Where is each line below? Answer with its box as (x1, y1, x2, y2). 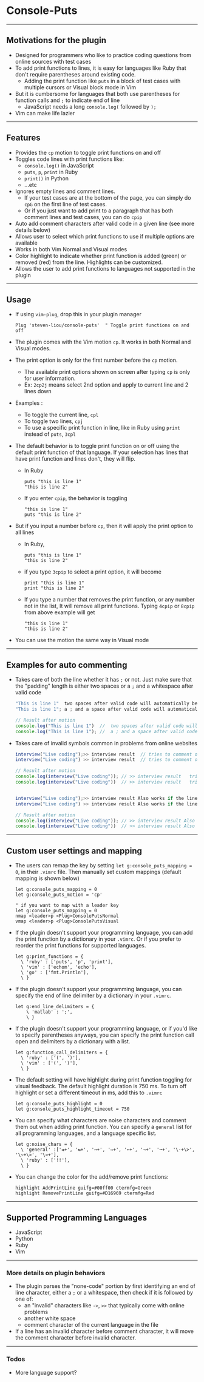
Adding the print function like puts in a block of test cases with (24, 77, 181, 84)
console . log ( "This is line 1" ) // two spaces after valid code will (15, 723, 198, 729)
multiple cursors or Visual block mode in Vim (24, 83, 137, 91)
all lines (15, 529, 35, 536)
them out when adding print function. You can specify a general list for (15, 1123, 192, 1131)
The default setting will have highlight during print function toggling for (15, 1076, 192, 1083)
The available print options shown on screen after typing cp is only (24, 368, 191, 376)
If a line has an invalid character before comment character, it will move (15, 1327, 194, 1335)
